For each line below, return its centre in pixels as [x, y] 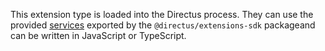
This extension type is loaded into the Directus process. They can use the [162, 14]
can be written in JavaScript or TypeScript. [98, 35]
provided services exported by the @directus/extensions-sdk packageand [163, 25]
